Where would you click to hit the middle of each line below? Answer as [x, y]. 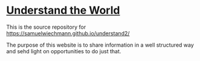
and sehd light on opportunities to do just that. [64, 51]
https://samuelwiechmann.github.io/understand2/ [68, 33]
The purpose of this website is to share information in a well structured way [100, 45]
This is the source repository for [46, 27]
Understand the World [63, 10]
